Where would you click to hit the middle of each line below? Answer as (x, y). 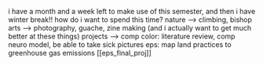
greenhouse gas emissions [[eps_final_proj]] (80, 53)
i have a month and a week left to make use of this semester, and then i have (132, 11)
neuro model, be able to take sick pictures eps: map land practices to (120, 45)
